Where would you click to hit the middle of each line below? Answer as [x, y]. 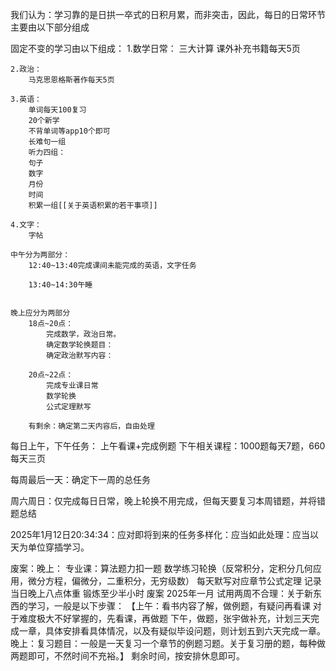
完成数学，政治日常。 [84, 334]
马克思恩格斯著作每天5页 [71, 80]
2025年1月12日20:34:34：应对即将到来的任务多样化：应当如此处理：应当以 [164, 534]
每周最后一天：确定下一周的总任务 [80, 479]
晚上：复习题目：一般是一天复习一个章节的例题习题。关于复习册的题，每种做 [168, 643]
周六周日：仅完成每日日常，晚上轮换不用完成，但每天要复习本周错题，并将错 [168, 501]
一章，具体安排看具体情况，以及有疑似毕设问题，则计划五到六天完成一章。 [172, 631]
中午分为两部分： [40, 255]
